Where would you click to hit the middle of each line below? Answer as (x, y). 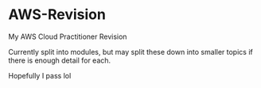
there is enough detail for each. (60, 60)
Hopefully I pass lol (40, 75)
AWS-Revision (57, 15)
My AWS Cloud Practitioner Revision (68, 36)
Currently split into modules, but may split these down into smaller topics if (130, 52)
